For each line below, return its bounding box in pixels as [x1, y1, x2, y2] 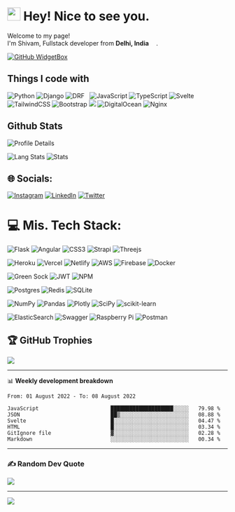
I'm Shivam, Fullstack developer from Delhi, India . [7, 39, 159, 47]
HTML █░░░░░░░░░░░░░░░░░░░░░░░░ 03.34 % [7, 424, 220, 431]
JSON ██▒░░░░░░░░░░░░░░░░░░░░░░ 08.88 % [7, 411, 220, 419]
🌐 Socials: [7, 173, 53, 184]
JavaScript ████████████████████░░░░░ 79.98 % [7, 405, 220, 412]
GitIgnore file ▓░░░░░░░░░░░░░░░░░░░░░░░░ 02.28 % [7, 430, 220, 437]
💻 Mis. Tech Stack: [7, 217, 122, 233]
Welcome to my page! [7, 32, 71, 40]
